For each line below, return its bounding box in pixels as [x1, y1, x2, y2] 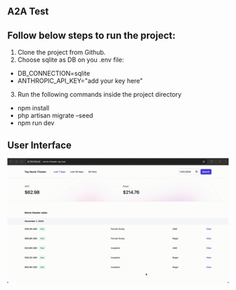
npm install [17, 104, 50, 112]
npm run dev [17, 119, 55, 127]
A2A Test [7, 6, 49, 18]
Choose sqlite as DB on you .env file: [17, 55, 124, 64]
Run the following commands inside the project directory [17, 91, 182, 99]
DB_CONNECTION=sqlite [17, 70, 91, 78]
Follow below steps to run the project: [7, 29, 176, 41]
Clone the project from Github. [17, 48, 106, 57]
